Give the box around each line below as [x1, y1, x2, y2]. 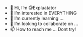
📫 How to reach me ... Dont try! [10, 26, 76, 32]
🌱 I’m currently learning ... [10, 15, 64, 21]
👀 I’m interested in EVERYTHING [10, 10, 77, 16]
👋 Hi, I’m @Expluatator [10, 5, 57, 10]
